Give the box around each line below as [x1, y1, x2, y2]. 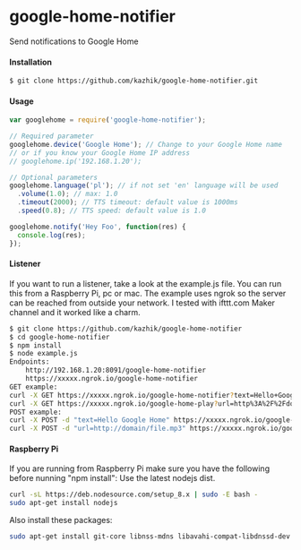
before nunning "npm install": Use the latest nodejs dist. [9, 473, 216, 484]
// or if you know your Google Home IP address [9, 148, 191, 158]
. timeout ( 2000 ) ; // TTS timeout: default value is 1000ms [17, 198, 239, 207]
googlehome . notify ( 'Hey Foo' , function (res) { [9, 222, 186, 231]
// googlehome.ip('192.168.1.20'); [9, 157, 142, 166]
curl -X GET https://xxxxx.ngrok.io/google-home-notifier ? [9, 391, 235, 400]
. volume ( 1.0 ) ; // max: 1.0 [17, 190, 118, 199]
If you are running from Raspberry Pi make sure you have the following [9, 463, 271, 474]
